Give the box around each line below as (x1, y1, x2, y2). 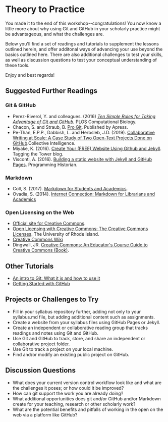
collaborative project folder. (12, 341, 70, 347)
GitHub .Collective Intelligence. (12, 140, 76, 146)
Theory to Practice (5, 4, 85, 15)
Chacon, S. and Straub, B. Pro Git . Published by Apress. (12, 124, 129, 130)
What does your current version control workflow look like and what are (12, 380, 162, 386)
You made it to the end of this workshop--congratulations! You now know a (5, 20, 161, 26)
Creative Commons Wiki (12, 236, 63, 243)
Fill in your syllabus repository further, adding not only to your (12, 308, 141, 314)
